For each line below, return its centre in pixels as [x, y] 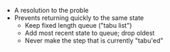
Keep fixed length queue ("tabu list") [78, 25]
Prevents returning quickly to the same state [79, 18]
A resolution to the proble [51, 10]
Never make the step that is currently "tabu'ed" [94, 41]
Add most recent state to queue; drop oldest [90, 33]
